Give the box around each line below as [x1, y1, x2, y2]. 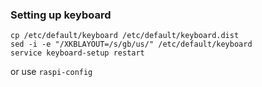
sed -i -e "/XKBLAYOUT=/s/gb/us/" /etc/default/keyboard [10, 39, 253, 50]
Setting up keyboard [10, 8, 112, 22]
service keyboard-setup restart [10, 48, 145, 58]
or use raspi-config [10, 66, 93, 78]
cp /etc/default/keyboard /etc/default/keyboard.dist [10, 31, 240, 41]
